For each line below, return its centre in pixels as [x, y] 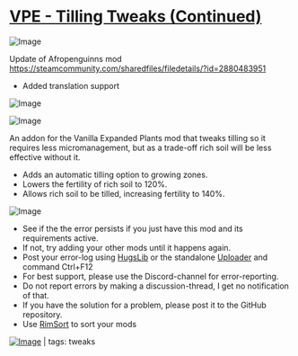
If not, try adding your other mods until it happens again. [127, 247]
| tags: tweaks [70, 341]
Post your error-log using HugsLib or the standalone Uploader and [145, 257]
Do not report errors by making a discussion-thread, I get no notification [156, 286]
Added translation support [70, 85]
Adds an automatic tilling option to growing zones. [115, 174]
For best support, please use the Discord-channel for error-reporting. [150, 276]
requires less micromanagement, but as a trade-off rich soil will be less [140, 147]
